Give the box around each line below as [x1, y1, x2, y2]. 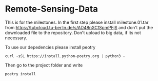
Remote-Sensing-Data [5, 3, 99, 15]
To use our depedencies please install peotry [5, 44, 96, 50]
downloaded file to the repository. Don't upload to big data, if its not [5, 30, 141, 35]
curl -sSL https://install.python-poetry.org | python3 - [5, 53, 125, 59]
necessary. [5, 35, 28, 41]
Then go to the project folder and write [5, 62, 83, 68]
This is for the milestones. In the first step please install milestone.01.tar [5, 19, 149, 25]
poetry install [5, 71, 36, 76]
